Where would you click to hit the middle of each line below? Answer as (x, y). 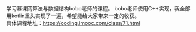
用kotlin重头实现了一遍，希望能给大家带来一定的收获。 (73, 16)
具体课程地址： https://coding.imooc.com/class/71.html (73, 23)
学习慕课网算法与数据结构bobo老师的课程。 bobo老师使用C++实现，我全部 (98, 8)
